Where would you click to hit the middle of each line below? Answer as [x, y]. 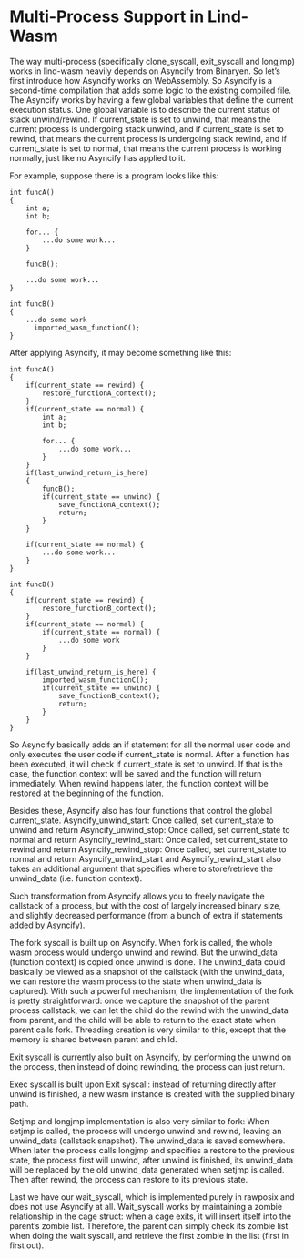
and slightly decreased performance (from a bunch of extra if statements [147, 915]
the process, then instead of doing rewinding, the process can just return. [147, 1066]
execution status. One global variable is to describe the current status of [145, 109]
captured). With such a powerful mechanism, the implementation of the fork [152, 990]
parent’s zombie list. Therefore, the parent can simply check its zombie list [149, 1225]
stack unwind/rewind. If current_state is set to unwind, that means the [140, 119]
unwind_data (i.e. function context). [76, 878]
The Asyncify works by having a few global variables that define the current [152, 100]
